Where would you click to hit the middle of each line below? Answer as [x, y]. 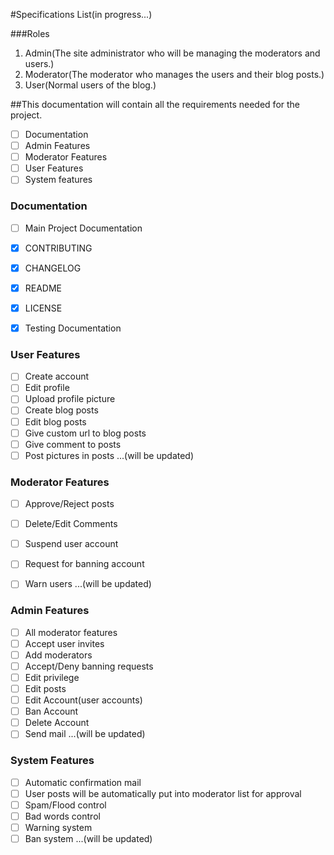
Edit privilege [52, 677]
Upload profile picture [70, 399]
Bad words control [62, 816]
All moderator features [71, 632]
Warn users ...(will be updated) [88, 584]
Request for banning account [84, 564]
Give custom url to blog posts [85, 433]
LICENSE [43, 308]
